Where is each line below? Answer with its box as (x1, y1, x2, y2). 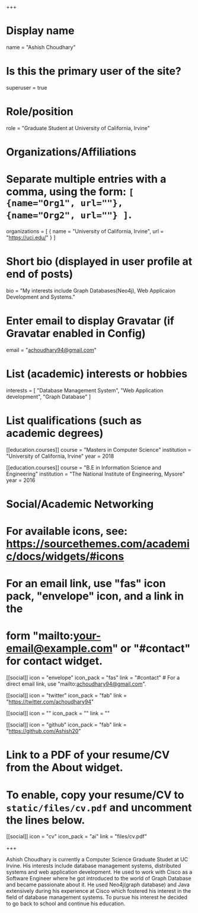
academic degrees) (6, 426, 104, 440)
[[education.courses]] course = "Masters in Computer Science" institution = (6, 446, 191, 453)
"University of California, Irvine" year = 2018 (6, 452, 114, 459)
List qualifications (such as (6, 414, 142, 427)
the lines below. (6, 813, 85, 827)
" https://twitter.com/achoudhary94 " (6, 698, 94, 705)
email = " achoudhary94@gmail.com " (6, 346, 97, 353)
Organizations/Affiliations (6, 145, 137, 158)
